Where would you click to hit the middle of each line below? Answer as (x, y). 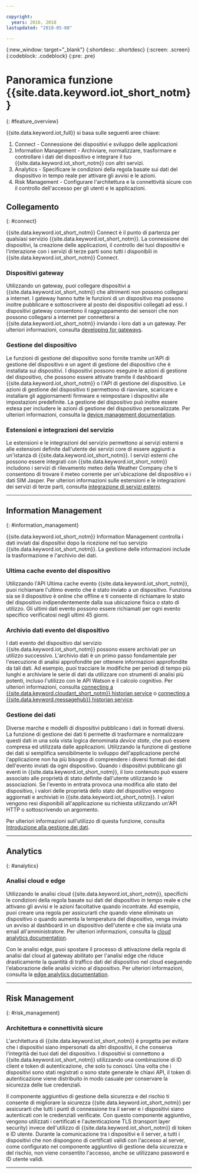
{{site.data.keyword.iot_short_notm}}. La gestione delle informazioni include (98, 549)
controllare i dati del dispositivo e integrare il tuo (73, 157)
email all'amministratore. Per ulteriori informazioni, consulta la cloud (88, 931)
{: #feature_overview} (32, 121)
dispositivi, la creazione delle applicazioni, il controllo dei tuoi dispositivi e (95, 245)
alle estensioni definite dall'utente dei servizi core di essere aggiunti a (91, 449)
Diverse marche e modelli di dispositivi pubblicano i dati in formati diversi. (95, 728)
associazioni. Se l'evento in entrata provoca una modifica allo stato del (92, 784)
